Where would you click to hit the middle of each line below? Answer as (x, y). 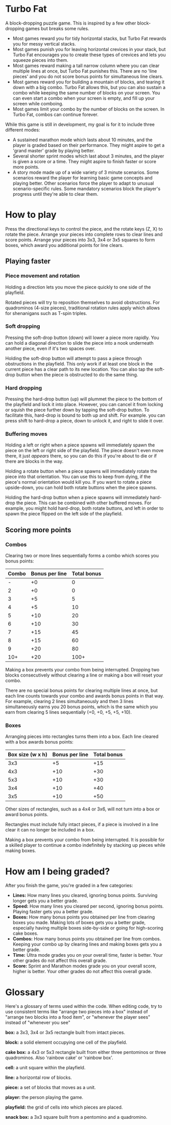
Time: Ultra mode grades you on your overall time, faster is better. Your (88, 955)
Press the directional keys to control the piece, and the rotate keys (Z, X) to (84, 229)
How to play (31, 215)
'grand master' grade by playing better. (54, 150)
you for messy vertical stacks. (44, 43)
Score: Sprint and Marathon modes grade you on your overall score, (84, 966)
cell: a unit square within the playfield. (45, 1068)
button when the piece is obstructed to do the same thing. (77, 374)
